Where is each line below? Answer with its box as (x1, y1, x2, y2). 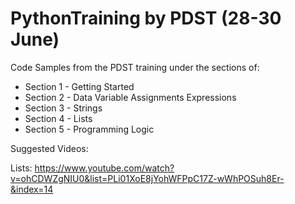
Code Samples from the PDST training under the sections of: (10, 61, 260, 73)
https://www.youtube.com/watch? (34, 162, 175, 174)
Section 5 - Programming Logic (24, 123, 155, 135)
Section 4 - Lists (24, 112, 93, 124)
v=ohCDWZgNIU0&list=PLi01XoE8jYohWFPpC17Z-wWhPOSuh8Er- (10, 172, 285, 184)
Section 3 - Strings (24, 102, 103, 114)
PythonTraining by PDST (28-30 (10, 7, 282, 30)
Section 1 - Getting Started (24, 80, 135, 92)
